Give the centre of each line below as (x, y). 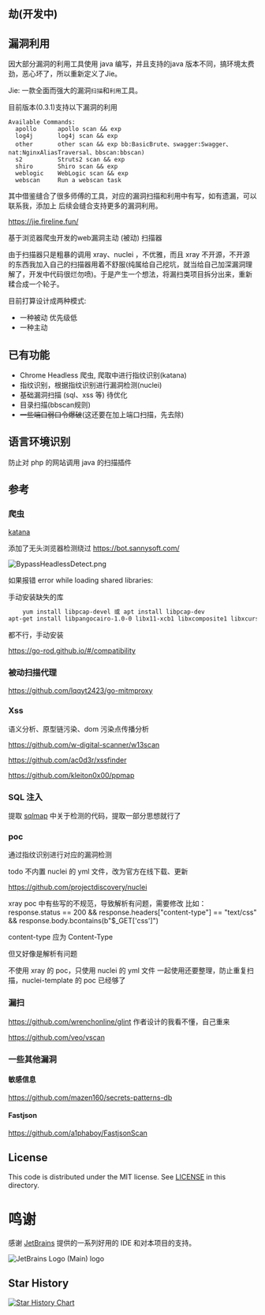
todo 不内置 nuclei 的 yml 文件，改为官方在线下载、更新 (98, 872)
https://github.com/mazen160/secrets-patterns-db (90, 1097)
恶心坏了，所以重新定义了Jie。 (72, 74)
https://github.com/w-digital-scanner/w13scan (84, 744)
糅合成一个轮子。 (36, 284)
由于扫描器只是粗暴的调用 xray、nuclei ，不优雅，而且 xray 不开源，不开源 (129, 255)
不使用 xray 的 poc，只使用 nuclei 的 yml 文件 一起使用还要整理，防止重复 (127, 970)
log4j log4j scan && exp (67, 136)
